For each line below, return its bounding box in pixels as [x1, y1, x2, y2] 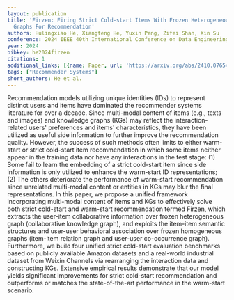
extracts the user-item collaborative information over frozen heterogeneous [7, 212, 224, 221]
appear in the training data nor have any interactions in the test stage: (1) [7, 153, 216, 161]
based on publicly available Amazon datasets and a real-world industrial [7, 249, 214, 258]
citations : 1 [7, 56, 45, 63]
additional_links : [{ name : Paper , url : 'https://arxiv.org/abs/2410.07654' [7, 62, 232, 69]
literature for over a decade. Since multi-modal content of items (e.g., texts [7, 109, 221, 117]
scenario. [7, 286, 34, 294]
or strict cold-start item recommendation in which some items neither [22, 145, 221, 154]
